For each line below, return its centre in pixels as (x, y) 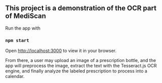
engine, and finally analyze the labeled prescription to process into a (76, 71)
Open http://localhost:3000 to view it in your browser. (61, 51)
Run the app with (23, 28)
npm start (17, 40)
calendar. (15, 76)
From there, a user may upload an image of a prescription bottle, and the (81, 60)
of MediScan (26, 16)
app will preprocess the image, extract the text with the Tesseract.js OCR (81, 66)
